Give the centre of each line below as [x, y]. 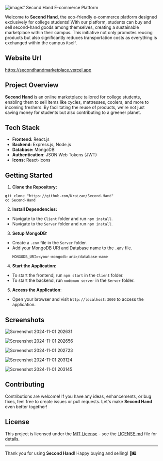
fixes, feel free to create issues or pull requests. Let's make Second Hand [79, 401]
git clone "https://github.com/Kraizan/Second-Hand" [59, 196]
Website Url [23, 58]
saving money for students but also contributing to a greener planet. [73, 112]
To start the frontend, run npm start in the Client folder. [68, 276]
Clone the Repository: [34, 187]
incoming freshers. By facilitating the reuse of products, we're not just [75, 107]
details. [12, 439]
